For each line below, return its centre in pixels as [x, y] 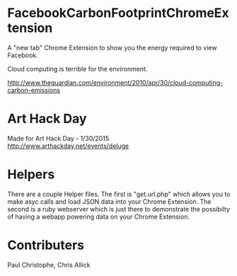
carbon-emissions [34, 90]
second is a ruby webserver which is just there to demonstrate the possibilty [119, 209]
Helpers [31, 174]
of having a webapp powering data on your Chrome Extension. [98, 217]
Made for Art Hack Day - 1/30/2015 [58, 138]
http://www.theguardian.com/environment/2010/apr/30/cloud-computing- [115, 82]
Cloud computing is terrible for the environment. [77, 69]
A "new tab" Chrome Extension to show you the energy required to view [112, 47]
